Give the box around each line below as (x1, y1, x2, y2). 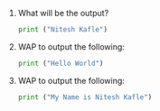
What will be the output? (17, 8, 109, 18)
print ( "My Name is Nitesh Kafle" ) (17, 92, 153, 102)
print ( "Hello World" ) (17, 59, 104, 68)
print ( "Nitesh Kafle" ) (17, 25, 108, 34)
